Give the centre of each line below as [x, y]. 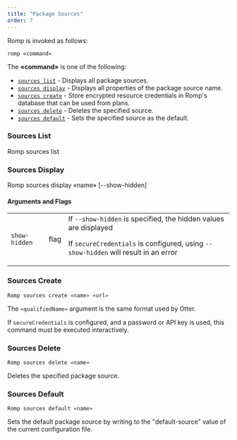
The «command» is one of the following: [67, 66]
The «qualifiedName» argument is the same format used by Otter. [102, 309]
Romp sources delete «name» [49, 362]
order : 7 [20, 20]
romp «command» [30, 54]
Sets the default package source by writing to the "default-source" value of [117, 422]
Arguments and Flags [39, 201]
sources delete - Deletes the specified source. [85, 110]
